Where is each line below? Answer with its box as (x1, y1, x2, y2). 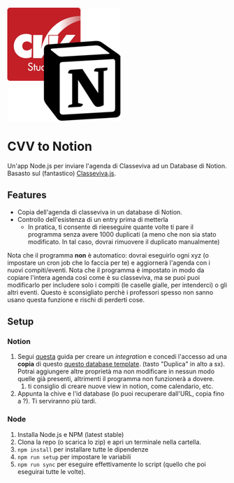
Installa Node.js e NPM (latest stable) (17, 430, 124, 438)
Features (7, 189, 47, 201)
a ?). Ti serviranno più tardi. (17, 397, 97, 406)
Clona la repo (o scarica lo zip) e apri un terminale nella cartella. (17, 438, 201, 446)
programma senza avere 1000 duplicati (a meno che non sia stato (27, 230, 217, 238)
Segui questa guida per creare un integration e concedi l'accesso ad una (17, 352, 227, 361)
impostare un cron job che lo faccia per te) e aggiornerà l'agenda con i (7, 258, 211, 267)
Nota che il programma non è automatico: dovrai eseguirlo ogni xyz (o (7, 251, 210, 259)
